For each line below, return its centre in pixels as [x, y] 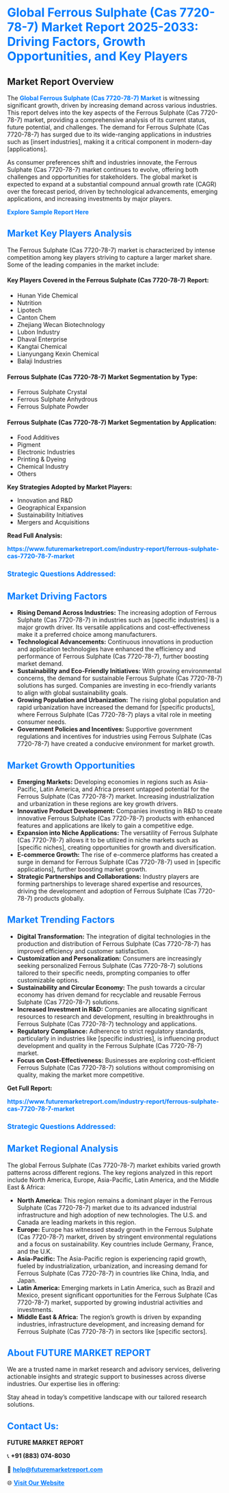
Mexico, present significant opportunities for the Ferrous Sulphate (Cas [117, 1295]
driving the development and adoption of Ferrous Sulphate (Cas [107, 891]
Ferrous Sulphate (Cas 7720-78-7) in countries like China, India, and [113, 1273]
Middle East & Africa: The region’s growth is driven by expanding [109, 1317]
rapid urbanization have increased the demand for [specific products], [116, 707]
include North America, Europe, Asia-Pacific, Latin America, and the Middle [113, 1180]
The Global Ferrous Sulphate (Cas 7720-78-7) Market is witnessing [104, 98]
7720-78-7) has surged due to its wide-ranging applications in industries [109, 134]
